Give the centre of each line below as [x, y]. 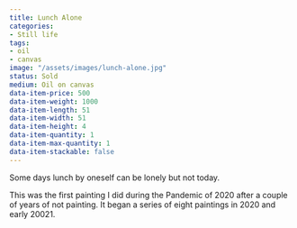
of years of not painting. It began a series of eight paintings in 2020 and [143, 205]
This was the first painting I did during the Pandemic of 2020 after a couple [148, 195]
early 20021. [32, 214]
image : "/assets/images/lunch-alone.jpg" [88, 68]
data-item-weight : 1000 [54, 101]
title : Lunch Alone [46, 18]
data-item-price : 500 [50, 93]
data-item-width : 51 [48, 118]
